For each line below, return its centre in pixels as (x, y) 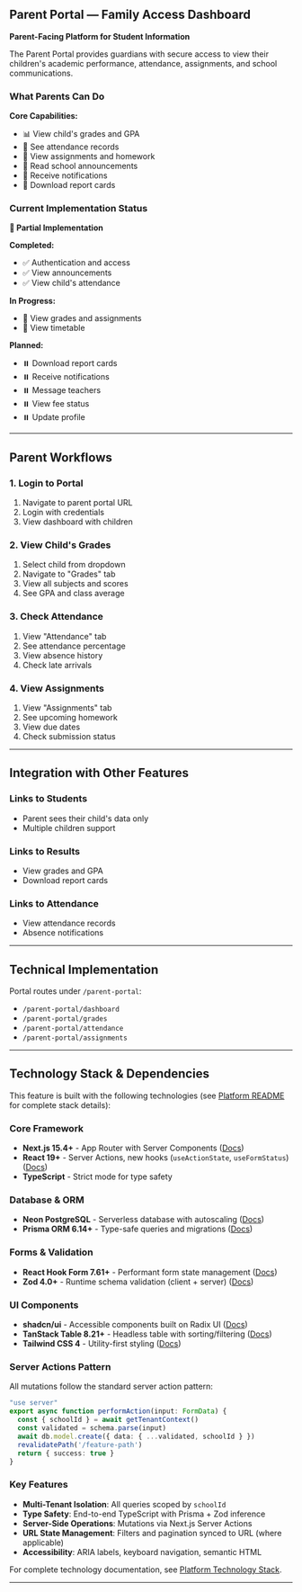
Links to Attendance (54, 903)
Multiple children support (69, 827)
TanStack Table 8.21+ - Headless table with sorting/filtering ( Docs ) (147, 1334)
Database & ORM (47, 1200)
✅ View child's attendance (71, 283)
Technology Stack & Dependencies (109, 1074)
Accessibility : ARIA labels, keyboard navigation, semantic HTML (142, 1552)
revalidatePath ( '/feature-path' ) (80, 1444)
